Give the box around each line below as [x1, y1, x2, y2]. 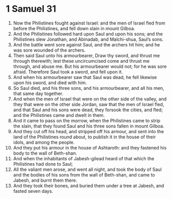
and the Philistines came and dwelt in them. [13, 112, 105, 118]
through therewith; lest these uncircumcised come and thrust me [13, 58, 150, 64]
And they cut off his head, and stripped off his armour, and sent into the [13, 128, 164, 134]
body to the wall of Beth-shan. [13, 150, 77, 156]
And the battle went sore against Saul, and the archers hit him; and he [13, 41, 160, 47]
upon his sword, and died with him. [13, 80, 87, 86]
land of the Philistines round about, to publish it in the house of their [13, 134, 156, 140]
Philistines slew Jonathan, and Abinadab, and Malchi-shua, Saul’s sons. [13, 36, 164, 42]
